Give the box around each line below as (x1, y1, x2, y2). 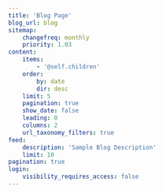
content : (8, 48, 37, 56)
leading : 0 (22, 114, 58, 122)
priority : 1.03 (22, 41, 72, 49)
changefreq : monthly (22, 33, 90, 42)
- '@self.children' (36, 63, 101, 71)
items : (22, 56, 44, 64)
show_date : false (22, 107, 80, 115)
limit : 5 (22, 92, 51, 100)
